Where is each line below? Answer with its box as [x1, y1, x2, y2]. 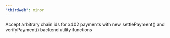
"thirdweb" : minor [5, 7, 44, 13]
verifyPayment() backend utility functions [5, 26, 92, 33]
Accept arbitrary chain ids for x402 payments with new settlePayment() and [5, 21, 165, 27]
